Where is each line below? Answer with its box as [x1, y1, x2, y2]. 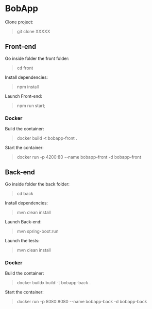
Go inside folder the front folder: [5, 55, 69, 61]
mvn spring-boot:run [17, 228, 59, 234]
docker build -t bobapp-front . [17, 135, 78, 141]
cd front [17, 65, 33, 71]
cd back [17, 190, 34, 196]
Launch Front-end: [5, 93, 42, 99]
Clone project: [5, 19, 34, 25]
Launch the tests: [5, 237, 40, 243]
